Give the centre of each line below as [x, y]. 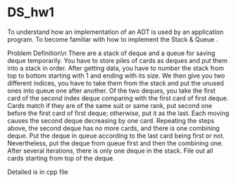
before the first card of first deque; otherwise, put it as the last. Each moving [118, 113]
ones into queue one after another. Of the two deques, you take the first [112, 90]
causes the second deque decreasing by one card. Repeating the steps [111, 120]
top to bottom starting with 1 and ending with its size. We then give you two [116, 76]
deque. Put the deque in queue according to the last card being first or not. [116, 136]
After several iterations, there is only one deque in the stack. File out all [110, 150]
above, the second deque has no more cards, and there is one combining [113, 128]
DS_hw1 [31, 12]
